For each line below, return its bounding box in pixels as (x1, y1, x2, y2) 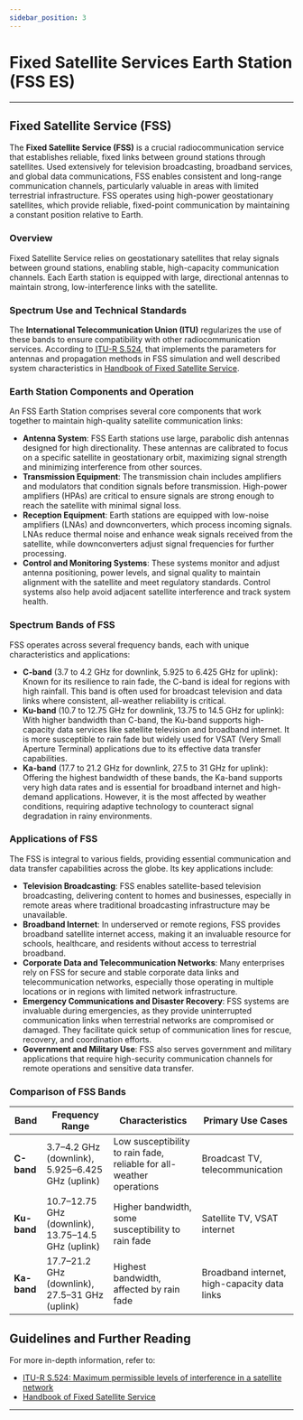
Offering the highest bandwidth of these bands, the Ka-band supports (22, 771, 283, 782)
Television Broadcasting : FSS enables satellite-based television (22, 880, 262, 891)
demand (22, 791, 54, 802)
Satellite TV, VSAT (201, 1212, 279, 1225)
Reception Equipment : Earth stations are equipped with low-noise (22, 509, 270, 520)
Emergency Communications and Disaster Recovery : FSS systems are (22, 995, 289, 1006)
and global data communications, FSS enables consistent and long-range (9, 171, 282, 182)
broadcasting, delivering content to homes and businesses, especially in (22, 890, 291, 901)
